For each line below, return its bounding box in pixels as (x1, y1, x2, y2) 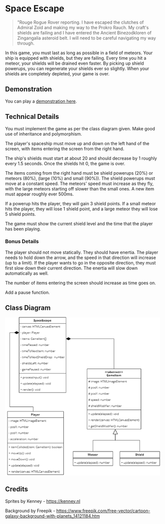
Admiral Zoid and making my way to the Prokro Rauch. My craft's (17, 24, 149, 30)
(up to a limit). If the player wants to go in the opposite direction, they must (5, 260, 156, 265)
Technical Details (5, 112, 59, 121)
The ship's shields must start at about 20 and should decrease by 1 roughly (5, 155, 157, 161)
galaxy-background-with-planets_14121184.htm (5, 513, 100, 519)
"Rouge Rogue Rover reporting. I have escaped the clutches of (17, 19, 144, 25)
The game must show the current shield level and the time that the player (5, 221, 153, 226)
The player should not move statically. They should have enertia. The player (5, 249, 159, 255)
